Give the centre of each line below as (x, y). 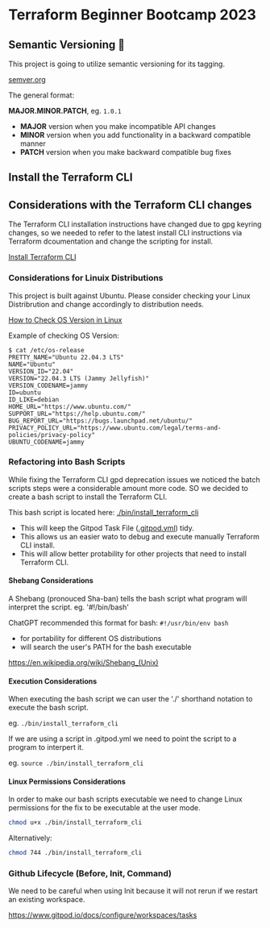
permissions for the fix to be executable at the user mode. (104, 808)
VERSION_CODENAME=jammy (48, 385)
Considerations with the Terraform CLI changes (130, 204)
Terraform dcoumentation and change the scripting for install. (111, 241)
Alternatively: (30, 838)
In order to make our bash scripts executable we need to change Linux (126, 799)
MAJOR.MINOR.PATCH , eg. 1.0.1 (65, 111)
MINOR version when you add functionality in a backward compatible (135, 135)
